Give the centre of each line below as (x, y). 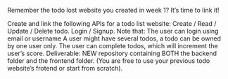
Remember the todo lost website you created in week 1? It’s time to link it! (113, 10)
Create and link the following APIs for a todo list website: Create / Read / (112, 23)
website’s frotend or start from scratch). (65, 68)
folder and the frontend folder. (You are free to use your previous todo (109, 61)
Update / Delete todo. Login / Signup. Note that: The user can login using (113, 31)
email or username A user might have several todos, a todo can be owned (114, 38)
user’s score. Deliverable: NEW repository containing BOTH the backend (112, 53)
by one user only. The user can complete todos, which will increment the (113, 46)
